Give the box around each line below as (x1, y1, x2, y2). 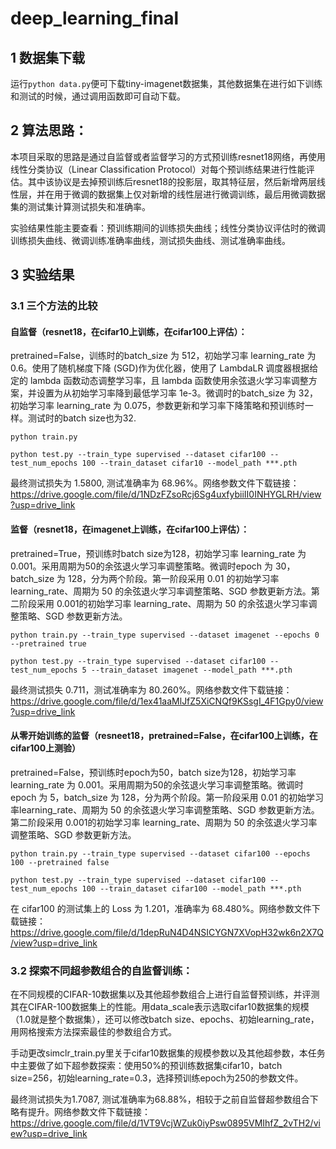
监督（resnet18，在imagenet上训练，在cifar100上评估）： (10, 523, 250, 535)
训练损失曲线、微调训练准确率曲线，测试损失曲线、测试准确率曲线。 (10, 234, 291, 246)
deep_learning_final (10, 7, 180, 30)
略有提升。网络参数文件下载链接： (10, 1106, 151, 1118)
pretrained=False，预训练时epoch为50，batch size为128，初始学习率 (10, 766, 297, 778)
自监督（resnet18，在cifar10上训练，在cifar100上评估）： (10, 325, 248, 337)
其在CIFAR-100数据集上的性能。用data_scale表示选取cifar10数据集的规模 (10, 1001, 310, 1013)
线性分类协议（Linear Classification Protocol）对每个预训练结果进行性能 (10, 163, 307, 175)
